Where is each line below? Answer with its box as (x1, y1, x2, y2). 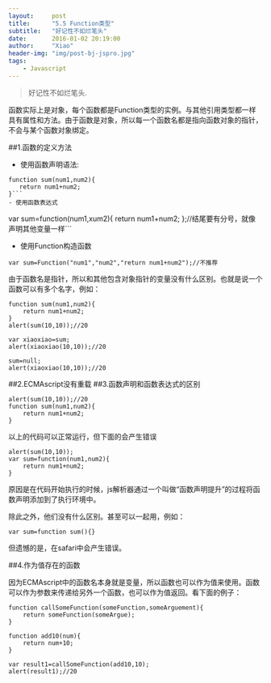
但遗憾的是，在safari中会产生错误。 (8, 543, 127, 553)
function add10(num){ (8, 632, 81, 640)
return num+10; (23, 638, 74, 647)
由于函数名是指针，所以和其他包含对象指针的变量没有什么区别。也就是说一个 (8, 274, 263, 283)
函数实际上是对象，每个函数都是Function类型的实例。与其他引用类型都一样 (8, 104, 256, 114)
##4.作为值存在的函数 (8, 560, 81, 570)
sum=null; (8, 357, 42, 365)
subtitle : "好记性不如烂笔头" (8, 27, 107, 35)
